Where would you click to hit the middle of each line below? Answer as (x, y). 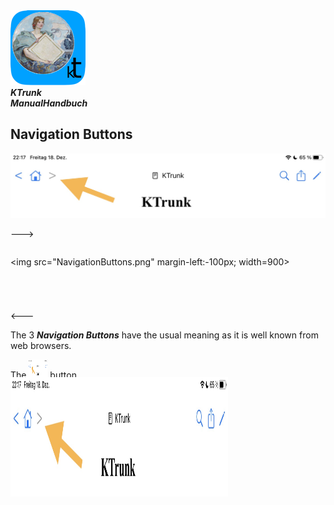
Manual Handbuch (49, 103)
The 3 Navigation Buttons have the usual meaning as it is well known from (164, 335)
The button (43, 375)
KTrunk (26, 92)
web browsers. (41, 345)
